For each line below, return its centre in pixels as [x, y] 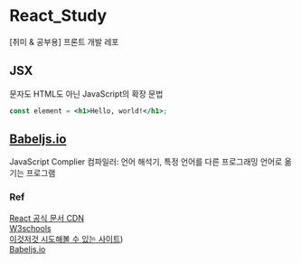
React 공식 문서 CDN [47, 218]
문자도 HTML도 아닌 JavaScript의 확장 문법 [86, 94]
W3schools [30, 228]
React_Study [58, 16]
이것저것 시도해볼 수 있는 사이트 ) [66, 239]
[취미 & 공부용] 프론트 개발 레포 [64, 42]
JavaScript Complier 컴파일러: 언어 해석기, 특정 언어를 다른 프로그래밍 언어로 [146, 162]
